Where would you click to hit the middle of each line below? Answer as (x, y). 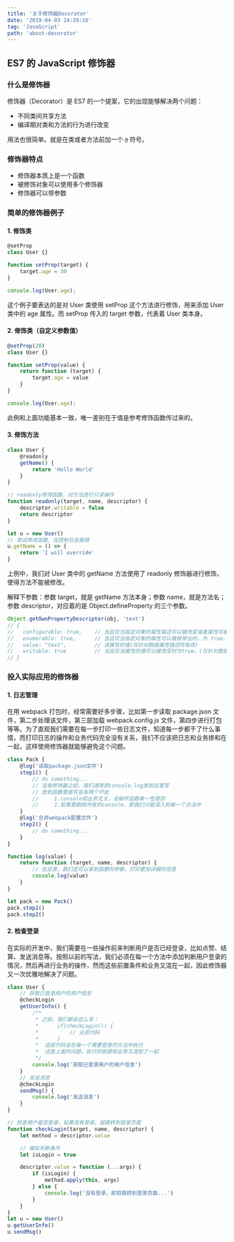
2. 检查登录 (23, 931)
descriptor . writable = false (62, 508)
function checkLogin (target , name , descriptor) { (81, 1129)
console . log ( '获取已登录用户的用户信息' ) (87, 1065)
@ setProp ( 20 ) (26, 346)
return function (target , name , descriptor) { (88, 863)
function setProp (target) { (48, 265)
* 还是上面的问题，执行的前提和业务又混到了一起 (97, 1052)
